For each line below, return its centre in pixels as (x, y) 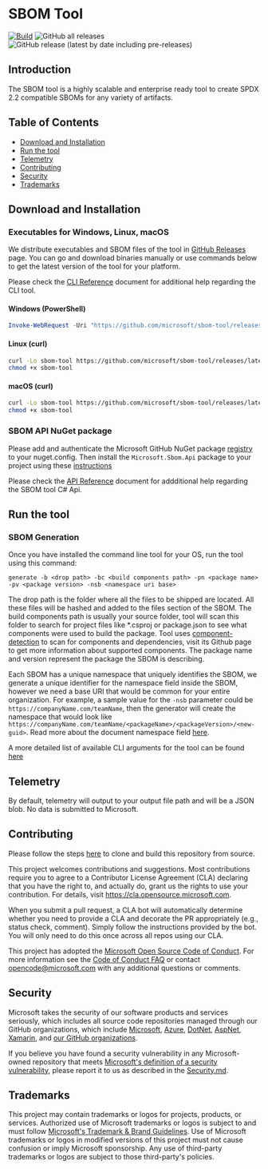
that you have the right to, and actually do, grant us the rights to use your (128, 886)
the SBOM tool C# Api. (45, 489)
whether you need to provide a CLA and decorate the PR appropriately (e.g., (134, 918)
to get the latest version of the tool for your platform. (95, 266)
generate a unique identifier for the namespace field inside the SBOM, (123, 683)
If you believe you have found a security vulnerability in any (106, 1053)
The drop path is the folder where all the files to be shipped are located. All (131, 599)
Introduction (40, 70)
